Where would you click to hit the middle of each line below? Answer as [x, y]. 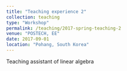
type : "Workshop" [28, 22]
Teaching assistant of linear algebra [50, 61]
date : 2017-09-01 [28, 39]
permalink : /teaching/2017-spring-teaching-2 [63, 28]
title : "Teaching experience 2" [46, 12]
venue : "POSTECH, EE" [33, 34]
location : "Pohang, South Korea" [48, 45]
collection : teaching [33, 17]
